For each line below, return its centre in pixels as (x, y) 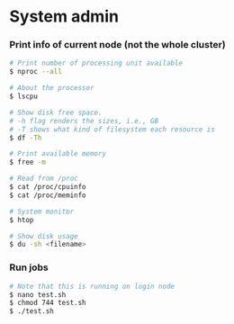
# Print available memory (58, 154)
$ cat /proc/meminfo (48, 195)
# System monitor (42, 211)
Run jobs (29, 267)
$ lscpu (24, 96)
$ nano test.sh (38, 294)
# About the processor (52, 88)
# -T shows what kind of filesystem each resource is (112, 129)
